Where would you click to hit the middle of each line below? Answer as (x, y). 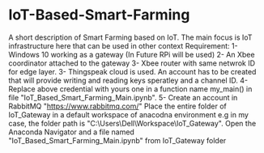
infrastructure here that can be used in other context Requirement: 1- (123, 45)
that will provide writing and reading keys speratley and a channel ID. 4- (128, 80)
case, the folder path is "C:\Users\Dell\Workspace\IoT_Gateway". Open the (132, 123)
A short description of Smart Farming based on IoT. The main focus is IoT (130, 37)
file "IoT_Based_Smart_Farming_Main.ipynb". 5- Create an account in (123, 97)
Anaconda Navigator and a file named (72, 132)
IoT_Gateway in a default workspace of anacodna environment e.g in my (129, 114)
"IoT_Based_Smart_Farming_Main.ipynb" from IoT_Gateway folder (117, 140)
